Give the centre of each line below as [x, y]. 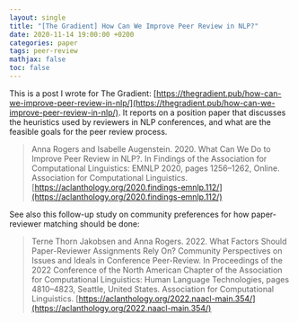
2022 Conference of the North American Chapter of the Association [157, 270]
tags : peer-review [44, 51]
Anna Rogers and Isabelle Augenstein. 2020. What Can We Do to [151, 148]
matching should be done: [92, 224]
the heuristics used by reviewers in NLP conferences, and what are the [140, 121]
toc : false [30, 68]
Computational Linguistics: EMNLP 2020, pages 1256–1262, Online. [155, 168]
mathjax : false [38, 59]
